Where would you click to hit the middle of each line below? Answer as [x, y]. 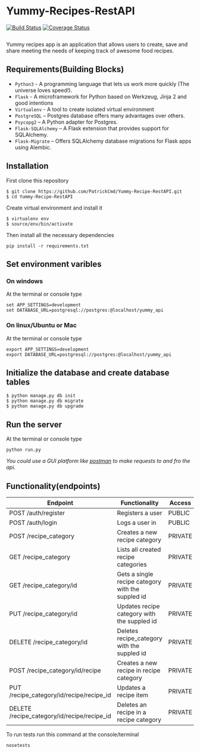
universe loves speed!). [43, 90]
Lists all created [139, 549]
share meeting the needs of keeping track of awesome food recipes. [90, 50]
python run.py [24, 450]
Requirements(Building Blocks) [65, 70]
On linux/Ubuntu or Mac [42, 325]
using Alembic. [33, 147]
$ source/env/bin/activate [40, 224]
